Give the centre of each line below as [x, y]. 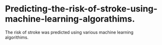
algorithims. [17, 37]
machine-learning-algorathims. [70, 19]
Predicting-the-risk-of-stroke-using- [81, 9]
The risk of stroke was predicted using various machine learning [69, 32]
